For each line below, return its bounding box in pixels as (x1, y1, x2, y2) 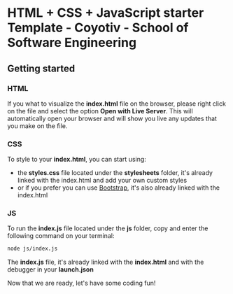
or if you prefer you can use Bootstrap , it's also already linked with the (17, 183, 220, 192)
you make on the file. (7, 121, 68, 130)
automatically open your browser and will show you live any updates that (7, 114, 217, 122)
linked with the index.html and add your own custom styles (17, 176, 188, 185)
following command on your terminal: (7, 232, 115, 240)
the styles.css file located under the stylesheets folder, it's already (17, 169, 213, 177)
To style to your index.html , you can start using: (7, 155, 147, 164)
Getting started (7, 62, 76, 74)
